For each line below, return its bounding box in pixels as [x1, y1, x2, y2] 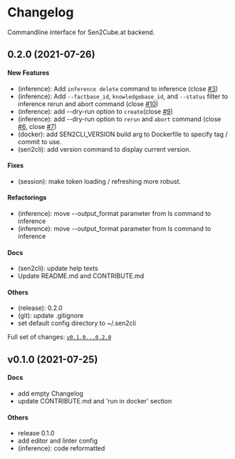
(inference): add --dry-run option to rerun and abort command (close [17, 115, 221, 123]
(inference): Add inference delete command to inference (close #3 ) [17, 84, 219, 93]
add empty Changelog [17, 389, 84, 398]
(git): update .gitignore [17, 311, 84, 320]
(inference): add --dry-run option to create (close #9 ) [17, 107, 173, 115]
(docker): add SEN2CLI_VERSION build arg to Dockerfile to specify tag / [17, 130, 228, 138]
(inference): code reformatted [17, 444, 105, 453]
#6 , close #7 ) [17, 122, 57, 130]
